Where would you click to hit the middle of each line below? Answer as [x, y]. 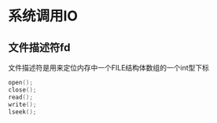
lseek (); [22, 112]
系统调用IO [43, 16]
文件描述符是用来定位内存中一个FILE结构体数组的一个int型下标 [109, 68]
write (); [22, 104]
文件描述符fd [39, 47]
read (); [21, 97]
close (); [22, 90]
